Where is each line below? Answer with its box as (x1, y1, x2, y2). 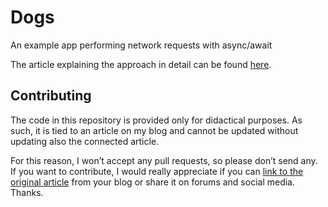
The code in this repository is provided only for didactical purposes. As (10, 114, 303, 126)
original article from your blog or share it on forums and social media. (10, 176, 295, 188)
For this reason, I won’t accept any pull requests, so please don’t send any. (10, 154, 318, 166)
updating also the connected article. (10, 135, 160, 147)
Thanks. (10, 186, 44, 198)
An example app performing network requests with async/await (10, 39, 273, 51)
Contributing (10, 87, 92, 105)
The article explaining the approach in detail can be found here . (10, 58, 272, 70)
